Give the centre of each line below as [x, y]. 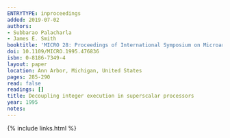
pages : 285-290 [29, 77]
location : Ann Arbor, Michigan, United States [75, 70]
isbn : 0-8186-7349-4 [37, 58]
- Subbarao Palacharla [39, 32]
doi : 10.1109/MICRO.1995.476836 [53, 52]
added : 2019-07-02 [33, 20]
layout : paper [27, 64]
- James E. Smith [32, 39]
